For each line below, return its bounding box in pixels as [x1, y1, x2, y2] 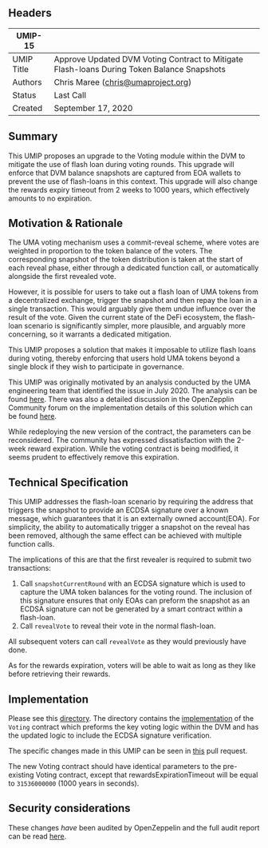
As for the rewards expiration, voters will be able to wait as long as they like [8, 661, 256, 671]
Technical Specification [8, 476, 129, 489]
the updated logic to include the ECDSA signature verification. [8, 731, 212, 740]
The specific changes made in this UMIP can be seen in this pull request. [8, 746, 248, 756]
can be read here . [8, 831, 67, 841]
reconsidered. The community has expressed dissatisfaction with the [8, 436, 235, 445]
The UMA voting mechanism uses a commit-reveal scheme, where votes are [8, 237, 259, 247]
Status [12, 90, 37, 101]
